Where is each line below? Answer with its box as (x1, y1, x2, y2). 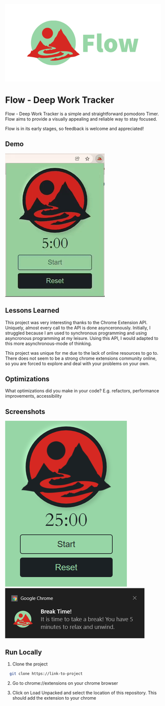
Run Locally (5, 648, 42, 656)
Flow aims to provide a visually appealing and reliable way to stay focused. (5, 116, 157, 122)
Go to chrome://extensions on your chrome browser (12, 680, 119, 686)
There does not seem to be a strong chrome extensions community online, (5, 355, 157, 361)
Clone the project (12, 661, 48, 667)
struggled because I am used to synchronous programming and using (5, 330, 147, 336)
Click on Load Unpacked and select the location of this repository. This (12, 690, 157, 696)
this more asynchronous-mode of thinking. (5, 340, 92, 346)
